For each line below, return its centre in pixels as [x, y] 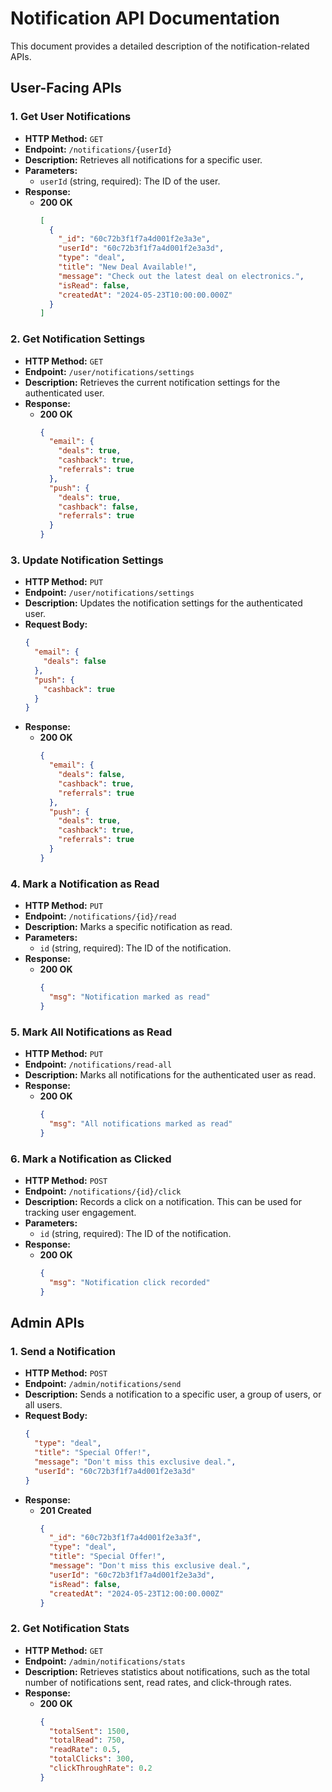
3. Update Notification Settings [87, 560]
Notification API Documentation [145, 18]
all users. [43, 1405]
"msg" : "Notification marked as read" [129, 997]
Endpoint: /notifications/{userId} [98, 149]
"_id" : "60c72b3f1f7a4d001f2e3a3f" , [125, 1538]
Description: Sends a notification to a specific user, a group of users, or [173, 1394]
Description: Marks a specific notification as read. [128, 927]
